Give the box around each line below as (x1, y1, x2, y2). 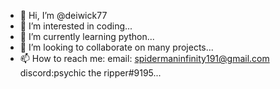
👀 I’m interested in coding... (19, 20, 133, 32)
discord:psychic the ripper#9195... (19, 67, 162, 79)
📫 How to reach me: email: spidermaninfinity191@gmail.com (19, 53, 270, 64)
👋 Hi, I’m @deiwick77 (19, 10, 108, 21)
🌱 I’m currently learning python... (19, 31, 155, 42)
